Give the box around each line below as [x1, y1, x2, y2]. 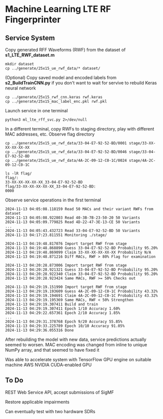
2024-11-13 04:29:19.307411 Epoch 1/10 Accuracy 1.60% [5, 306, 121, 311]
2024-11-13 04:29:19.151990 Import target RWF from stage [5, 284, 127, 289]
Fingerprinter [5, 14, 61, 25]
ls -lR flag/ [5, 171, 32, 176]
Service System [5, 34, 55, 42]
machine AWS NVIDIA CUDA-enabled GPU [5, 362, 92, 368]
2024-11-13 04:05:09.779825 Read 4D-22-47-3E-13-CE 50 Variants [5, 220, 140, 225]
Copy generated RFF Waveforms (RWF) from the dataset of [5, 47, 126, 52]
